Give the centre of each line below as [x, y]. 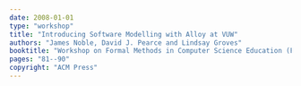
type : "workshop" [42, 26]
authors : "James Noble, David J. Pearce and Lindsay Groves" [126, 43]
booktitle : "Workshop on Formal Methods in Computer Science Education [146, 51]
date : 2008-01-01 [42, 17]
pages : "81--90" [39, 59]
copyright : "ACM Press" [54, 68]
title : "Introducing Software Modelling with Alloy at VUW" [124, 34]
